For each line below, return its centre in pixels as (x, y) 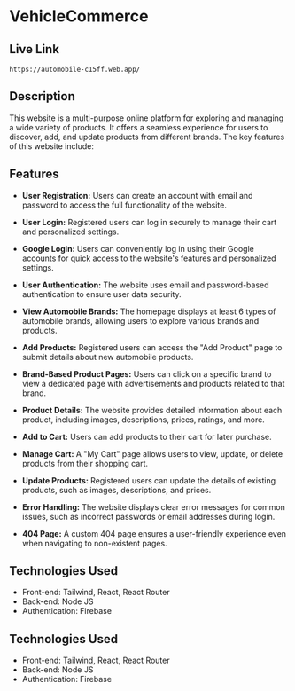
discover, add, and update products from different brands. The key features (147, 137)
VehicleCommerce (79, 16)
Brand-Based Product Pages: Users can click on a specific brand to (147, 373)
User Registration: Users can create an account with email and (137, 195)
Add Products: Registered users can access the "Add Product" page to (152, 347)
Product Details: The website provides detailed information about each (152, 410)
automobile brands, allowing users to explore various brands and (140, 320)
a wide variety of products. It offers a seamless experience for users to (139, 127)
